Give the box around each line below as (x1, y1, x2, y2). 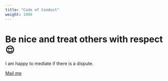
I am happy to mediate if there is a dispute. (5, 60, 94, 66)
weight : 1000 (5, 12, 33, 17)
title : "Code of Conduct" (5, 7, 59, 12)
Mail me (5, 70, 22, 76)
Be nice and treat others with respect (5, 33, 163, 45)
